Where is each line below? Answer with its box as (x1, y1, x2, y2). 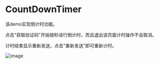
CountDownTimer (5, 4, 82, 15)
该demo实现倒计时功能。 (5, 21, 58, 27)
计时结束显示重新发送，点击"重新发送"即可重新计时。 (5, 42, 117, 49)
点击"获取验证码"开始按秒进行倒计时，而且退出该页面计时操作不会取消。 (5, 31, 157, 38)
